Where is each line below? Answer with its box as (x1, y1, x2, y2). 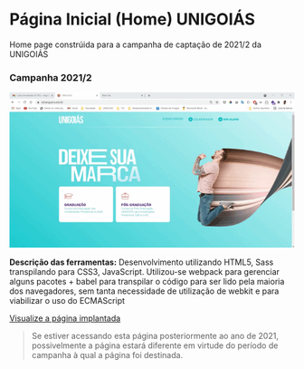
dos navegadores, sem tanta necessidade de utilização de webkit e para (9, 286, 280, 296)
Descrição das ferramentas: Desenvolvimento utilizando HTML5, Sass (9, 257, 274, 267)
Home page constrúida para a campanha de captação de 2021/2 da (9, 39, 262, 50)
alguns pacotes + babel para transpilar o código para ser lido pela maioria (9, 276, 285, 286)
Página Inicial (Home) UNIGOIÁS (9, 9, 256, 30)
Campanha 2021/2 (9, 71, 92, 83)
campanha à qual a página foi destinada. (31, 349, 184, 360)
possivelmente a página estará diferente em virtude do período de (31, 340, 279, 351)
